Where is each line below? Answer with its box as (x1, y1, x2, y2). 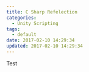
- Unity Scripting (12, 20, 59, 26)
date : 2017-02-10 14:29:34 (6, 37, 75, 43)
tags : (6, 26, 20, 32)
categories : (6, 15, 37, 21)
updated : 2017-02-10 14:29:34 (6, 43, 84, 49)
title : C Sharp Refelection (6, 9, 78, 15)
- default (12, 32, 37, 38)
